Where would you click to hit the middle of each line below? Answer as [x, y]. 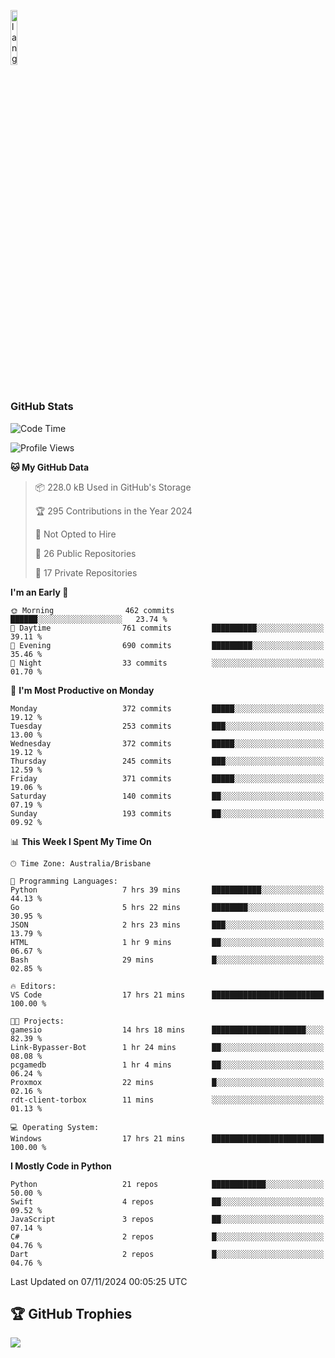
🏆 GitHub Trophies [71, 1313]
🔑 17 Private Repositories [86, 572]
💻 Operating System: [55, 1127]
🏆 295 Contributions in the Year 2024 [113, 511]
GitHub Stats [42, 407]
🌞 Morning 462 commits [92, 610]
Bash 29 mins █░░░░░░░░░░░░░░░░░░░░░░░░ [167, 960]
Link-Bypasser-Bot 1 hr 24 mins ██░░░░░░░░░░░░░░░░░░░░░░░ [167, 1047]
